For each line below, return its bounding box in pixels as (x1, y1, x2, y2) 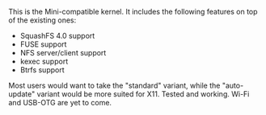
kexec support (19, 56, 69, 66)
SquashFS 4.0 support (19, 31, 95, 40)
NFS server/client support (19, 48, 107, 57)
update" (8, 89, 36, 99)
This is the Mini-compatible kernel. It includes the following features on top (8, 7, 258, 16)
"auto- (222, 80, 244, 90)
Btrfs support (19, 65, 65, 75)
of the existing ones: (8, 15, 77, 25)
